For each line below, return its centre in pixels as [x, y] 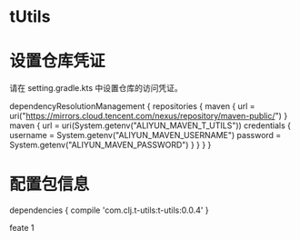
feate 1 [22, 228]
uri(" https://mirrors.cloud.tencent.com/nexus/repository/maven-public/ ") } [149, 116]
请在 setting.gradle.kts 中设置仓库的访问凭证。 [96, 88]
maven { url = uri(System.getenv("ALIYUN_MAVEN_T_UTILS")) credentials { [150, 125]
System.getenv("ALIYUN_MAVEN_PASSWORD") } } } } [110, 145]
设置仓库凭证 [58, 61]
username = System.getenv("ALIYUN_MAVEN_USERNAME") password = [145, 135]
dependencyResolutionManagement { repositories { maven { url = [133, 106]
